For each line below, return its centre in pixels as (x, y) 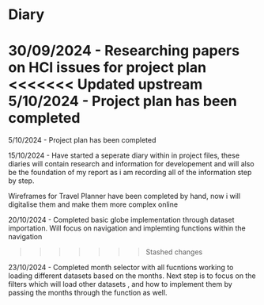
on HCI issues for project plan (107, 68)
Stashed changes (174, 252)
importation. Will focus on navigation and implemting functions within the (127, 228)
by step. (21, 181)
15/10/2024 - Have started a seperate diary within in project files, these (124, 155)
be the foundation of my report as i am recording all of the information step (130, 173)
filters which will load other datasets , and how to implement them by (121, 284)
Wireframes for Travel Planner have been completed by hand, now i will (124, 196)
